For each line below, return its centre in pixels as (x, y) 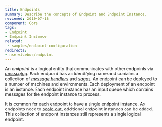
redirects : (16, 50)
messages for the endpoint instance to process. (53, 94)
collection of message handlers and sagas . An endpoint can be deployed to (81, 79)
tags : (10, 28)
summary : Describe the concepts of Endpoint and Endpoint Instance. (76, 14)
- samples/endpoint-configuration (42, 46)
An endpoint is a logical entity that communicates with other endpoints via (79, 69)
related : (14, 41)
